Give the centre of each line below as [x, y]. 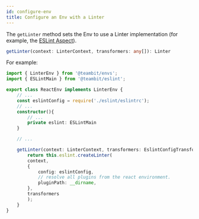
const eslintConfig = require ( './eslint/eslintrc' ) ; [83, 101]
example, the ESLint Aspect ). [41, 40]
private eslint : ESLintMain [62, 123]
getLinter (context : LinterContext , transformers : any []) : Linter [88, 51]
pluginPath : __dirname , [67, 183]
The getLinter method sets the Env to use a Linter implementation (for [92, 34]
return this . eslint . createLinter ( [70, 155]
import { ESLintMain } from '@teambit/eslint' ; [66, 79]
